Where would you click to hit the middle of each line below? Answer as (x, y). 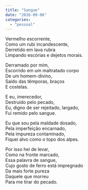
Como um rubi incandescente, (37, 45)
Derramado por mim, (27, 65)
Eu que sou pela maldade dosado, (41, 123)
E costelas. (17, 87)
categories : (18, 19)
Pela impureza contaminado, (35, 134)
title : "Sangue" (23, 10)
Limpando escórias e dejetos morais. (44, 55)
